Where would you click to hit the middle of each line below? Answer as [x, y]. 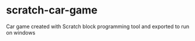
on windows [21, 32]
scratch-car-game [52, 10]
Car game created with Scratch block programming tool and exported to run [98, 26]
